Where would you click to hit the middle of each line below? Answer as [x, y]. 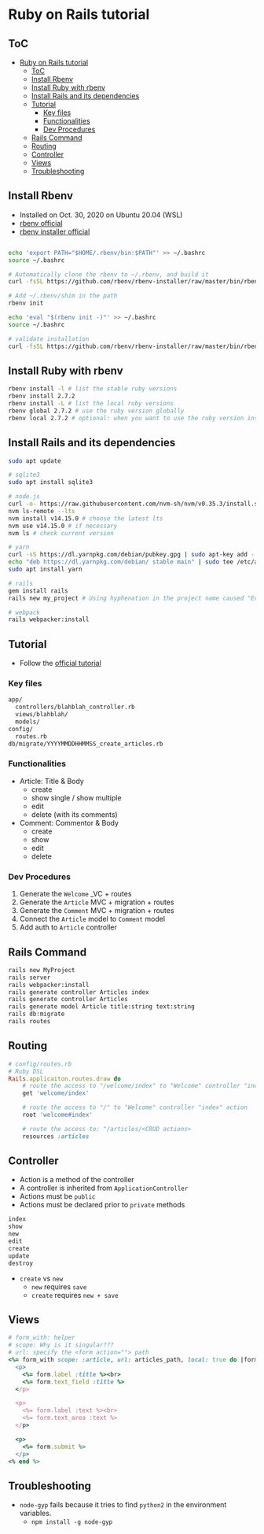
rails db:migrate [37, 1014]
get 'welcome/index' [56, 1093]
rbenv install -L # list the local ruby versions [91, 404]
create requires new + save [75, 1295]
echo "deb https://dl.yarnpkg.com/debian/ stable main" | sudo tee [121, 562]
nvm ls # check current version [61, 533]
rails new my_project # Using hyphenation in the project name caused [126, 598]
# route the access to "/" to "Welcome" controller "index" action [135, 1107]
